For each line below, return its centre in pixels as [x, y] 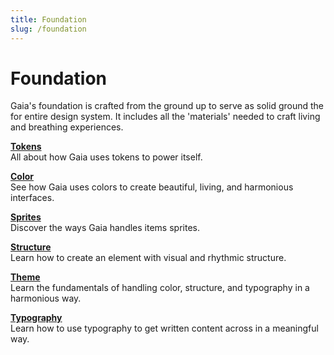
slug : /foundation [48, 29]
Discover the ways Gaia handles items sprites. [105, 228]
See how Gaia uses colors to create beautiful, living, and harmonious [152, 187]
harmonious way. [46, 298]
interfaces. [32, 198]
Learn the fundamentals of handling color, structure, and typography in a [160, 288]
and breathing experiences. [67, 127]
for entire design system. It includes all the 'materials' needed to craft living [165, 117]
